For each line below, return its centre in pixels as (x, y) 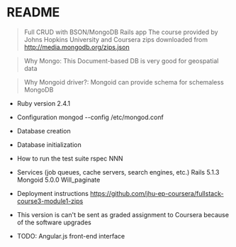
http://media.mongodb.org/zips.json (77, 47)
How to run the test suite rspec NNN (70, 158)
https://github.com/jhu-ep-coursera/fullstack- (157, 193)
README (33, 12)
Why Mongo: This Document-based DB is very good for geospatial (121, 60)
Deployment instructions (53, 193)
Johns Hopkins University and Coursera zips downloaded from (116, 39)
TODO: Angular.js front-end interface (71, 236)
